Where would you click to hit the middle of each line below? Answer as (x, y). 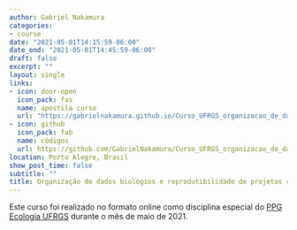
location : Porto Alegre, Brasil (69, 157)
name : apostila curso (57, 108)
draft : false (33, 58)
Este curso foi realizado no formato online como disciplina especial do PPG (146, 207)
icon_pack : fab (45, 133)
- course (25, 34)
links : (21, 83)
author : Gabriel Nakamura (57, 17)
